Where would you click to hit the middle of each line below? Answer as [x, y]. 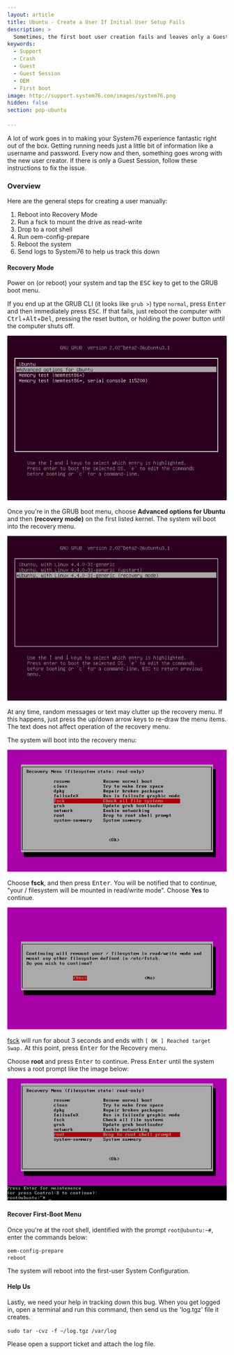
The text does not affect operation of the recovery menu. [89, 727]
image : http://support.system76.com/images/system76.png [92, 95]
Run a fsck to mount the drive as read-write [80, 222]
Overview [24, 186]
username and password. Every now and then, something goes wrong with [115, 153]
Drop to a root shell [45, 229]
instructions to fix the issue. [47, 168]
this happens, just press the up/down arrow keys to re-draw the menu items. [117, 719]
